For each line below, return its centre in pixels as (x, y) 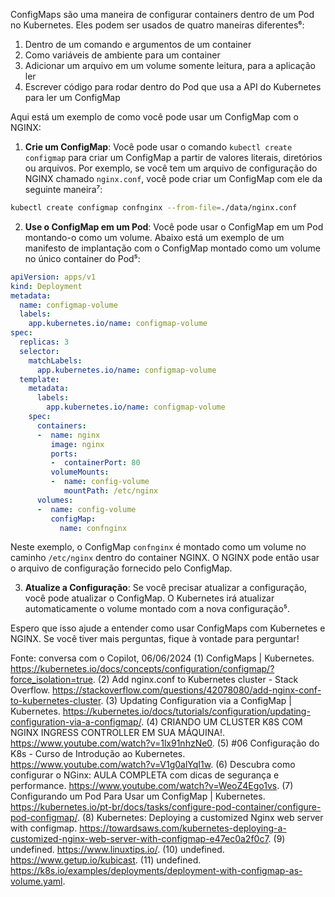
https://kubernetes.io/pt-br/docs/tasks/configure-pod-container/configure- (166, 807)
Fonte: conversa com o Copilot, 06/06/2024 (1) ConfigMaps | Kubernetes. (162, 658)
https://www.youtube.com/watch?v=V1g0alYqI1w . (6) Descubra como (153, 765)
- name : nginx (68, 435)
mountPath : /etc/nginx (111, 491)
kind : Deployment (46, 286)
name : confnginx (93, 528)
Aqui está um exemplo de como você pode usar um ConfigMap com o (154, 117)
